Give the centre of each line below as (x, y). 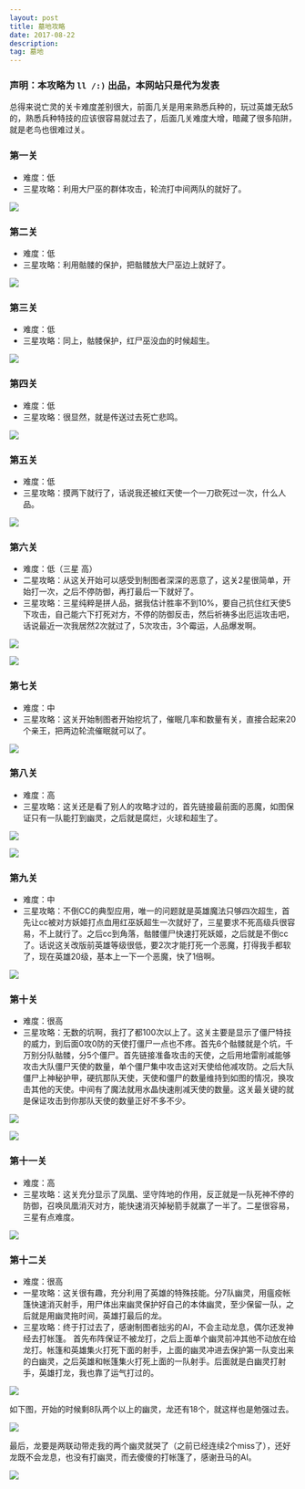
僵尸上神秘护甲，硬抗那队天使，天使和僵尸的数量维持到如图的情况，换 (154, 1078)
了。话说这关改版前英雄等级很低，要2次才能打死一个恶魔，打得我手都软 (157, 945)
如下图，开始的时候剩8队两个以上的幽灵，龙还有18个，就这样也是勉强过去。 (152, 1409)
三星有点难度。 (51, 1217)
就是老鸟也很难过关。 (49, 130)
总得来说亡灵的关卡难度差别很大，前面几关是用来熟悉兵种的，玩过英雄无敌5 (152, 107)
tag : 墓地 (26, 52)
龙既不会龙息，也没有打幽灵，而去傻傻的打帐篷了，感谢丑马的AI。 (133, 1457)
